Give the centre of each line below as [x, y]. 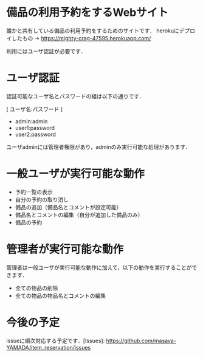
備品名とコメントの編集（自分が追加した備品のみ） [79, 215]
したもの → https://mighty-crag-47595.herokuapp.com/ [81, 38]
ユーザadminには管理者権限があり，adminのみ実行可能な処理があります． [98, 146]
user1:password [35, 128]
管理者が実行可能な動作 [65, 249]
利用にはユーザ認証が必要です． [46, 51]
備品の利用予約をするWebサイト [87, 13]
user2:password [36, 134]
